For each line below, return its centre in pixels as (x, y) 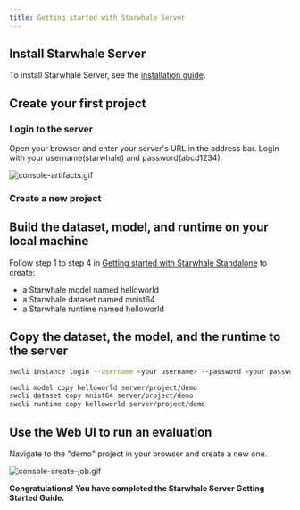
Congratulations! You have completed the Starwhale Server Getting (137, 488)
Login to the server (51, 129)
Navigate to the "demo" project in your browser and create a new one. (138, 454)
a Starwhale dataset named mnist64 (89, 299)
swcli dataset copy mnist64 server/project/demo (101, 396)
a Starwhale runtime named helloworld (93, 309)
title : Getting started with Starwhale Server (97, 17)
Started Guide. (37, 497)
